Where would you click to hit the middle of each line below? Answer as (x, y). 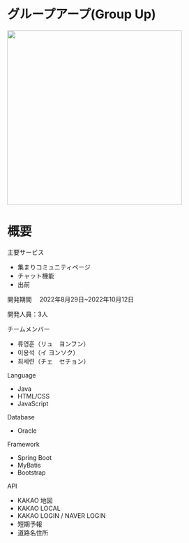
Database (21, 417)
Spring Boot (35, 457)
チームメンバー (29, 329)
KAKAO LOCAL (39, 508)
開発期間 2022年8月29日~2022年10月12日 (71, 299)
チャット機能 (36, 276)
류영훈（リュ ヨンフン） (53, 343)
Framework (23, 444)
